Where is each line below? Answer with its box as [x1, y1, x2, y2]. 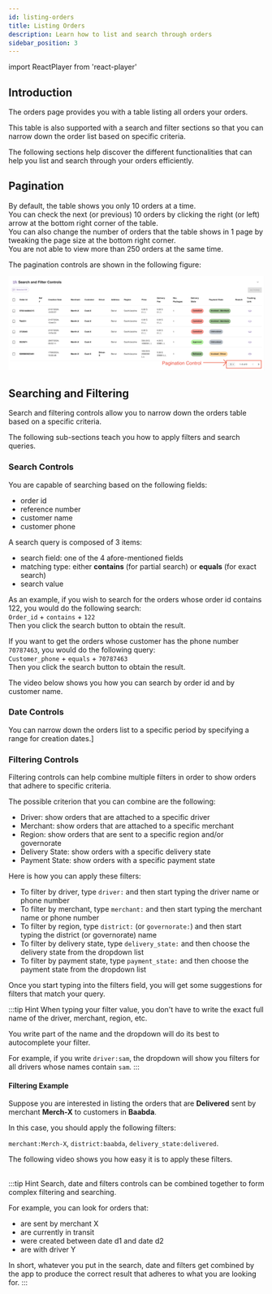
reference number [19, 504, 81, 514]
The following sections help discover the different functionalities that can [8, 147, 253, 157]
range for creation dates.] [8, 733, 94, 743]
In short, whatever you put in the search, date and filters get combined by [8, 1261, 254, 1270]
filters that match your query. [8, 989, 106, 999]
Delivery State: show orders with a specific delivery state [19, 847, 211, 856]
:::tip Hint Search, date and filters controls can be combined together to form [8, 1179, 265, 1188]
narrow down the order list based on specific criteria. [8, 132, 186, 141]
